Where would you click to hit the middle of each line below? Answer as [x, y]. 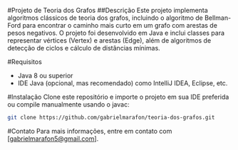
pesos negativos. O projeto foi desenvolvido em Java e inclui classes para [116, 33]
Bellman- [218, 18]
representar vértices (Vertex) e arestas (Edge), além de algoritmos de [109, 41]
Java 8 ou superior [45, 75]
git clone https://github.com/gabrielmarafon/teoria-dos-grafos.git [111, 117]
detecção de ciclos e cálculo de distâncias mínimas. [84, 48]
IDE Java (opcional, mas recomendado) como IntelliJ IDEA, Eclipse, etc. [123, 83]
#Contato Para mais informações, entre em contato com [90, 131]
